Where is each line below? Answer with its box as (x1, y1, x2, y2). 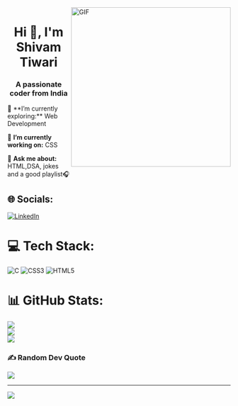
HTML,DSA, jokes (7, 162, 59, 171)
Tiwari (19, 55, 58, 70)
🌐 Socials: (7, 193, 54, 205)
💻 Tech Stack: (7, 238, 95, 254)
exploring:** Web (7, 112, 58, 120)
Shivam (16, 39, 62, 55)
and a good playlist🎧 (7, 170, 70, 179)
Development (7, 120, 47, 128)
